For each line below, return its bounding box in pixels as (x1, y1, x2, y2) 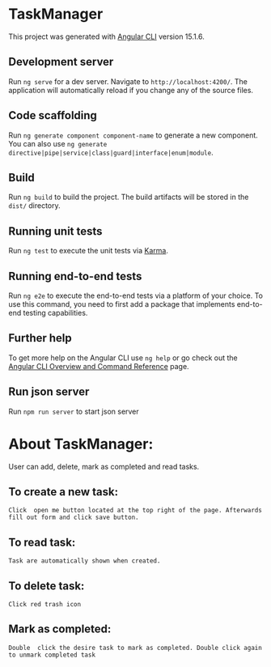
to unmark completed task (8, 651, 95, 659)
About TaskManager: (8, 435, 154, 453)
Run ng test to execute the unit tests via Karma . (8, 246, 168, 256)
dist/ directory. (8, 201, 61, 210)
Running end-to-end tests (8, 269, 142, 283)
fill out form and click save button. (8, 513, 139, 522)
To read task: (8, 535, 76, 549)
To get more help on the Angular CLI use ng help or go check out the (8, 353, 238, 363)
